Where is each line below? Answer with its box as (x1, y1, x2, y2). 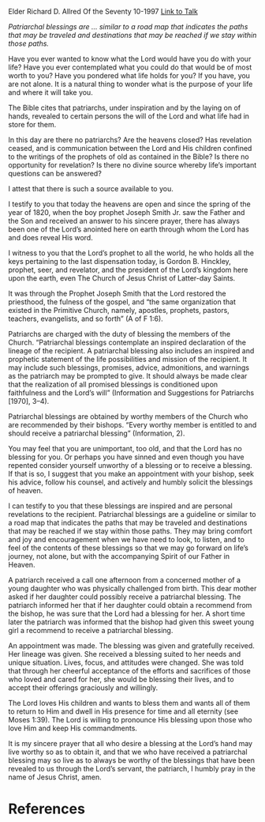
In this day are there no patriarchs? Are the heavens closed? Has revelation (8, 135, 252, 145)
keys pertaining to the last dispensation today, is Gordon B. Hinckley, (8, 257, 231, 266)
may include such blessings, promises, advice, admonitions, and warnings (8, 363, 250, 372)
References (8, 800, 85, 818)
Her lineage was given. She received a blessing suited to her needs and (8, 650, 241, 658)
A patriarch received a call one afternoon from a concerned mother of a (8, 575, 241, 584)
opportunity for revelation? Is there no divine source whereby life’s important (8, 160, 257, 169)
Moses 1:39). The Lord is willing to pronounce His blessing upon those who (8, 715, 252, 724)
